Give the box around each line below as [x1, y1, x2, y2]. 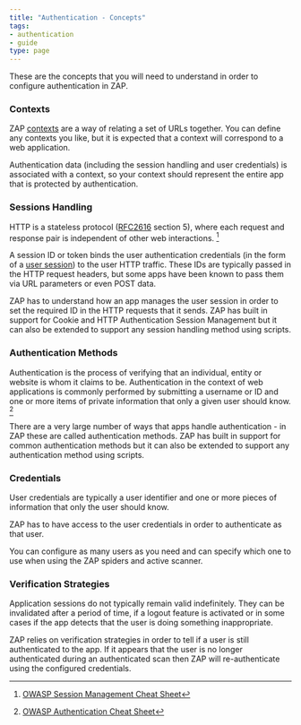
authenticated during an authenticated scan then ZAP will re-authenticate [9, 653, 280, 664]
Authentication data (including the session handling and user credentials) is [9, 160, 288, 170]
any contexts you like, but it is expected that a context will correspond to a [9, 133, 284, 143]
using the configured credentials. [9, 663, 132, 674]
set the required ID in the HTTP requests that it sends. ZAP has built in [9, 306, 268, 316]
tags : [9, 22, 30, 30]
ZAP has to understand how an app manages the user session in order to [9, 296, 279, 306]
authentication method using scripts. [9, 449, 145, 460]
